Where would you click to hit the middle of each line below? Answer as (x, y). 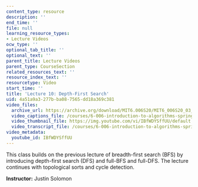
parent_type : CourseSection (41, 66)
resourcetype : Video (32, 83)
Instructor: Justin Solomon (39, 178)
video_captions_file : (38, 116)
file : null (19, 28)
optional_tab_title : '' (35, 50)
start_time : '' (25, 88)
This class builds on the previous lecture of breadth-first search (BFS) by (95, 155)
